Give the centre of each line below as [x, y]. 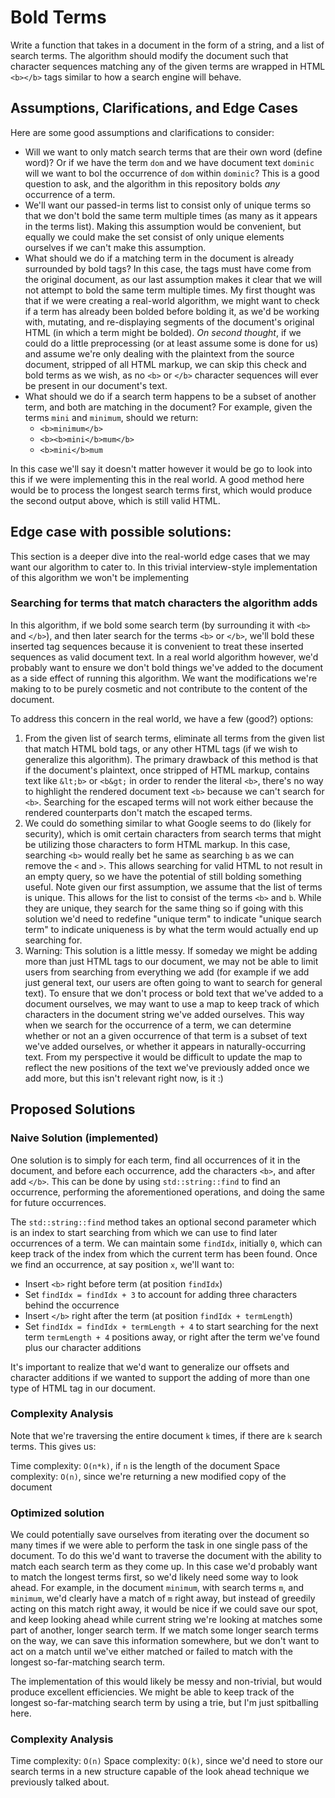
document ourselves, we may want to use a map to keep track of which [172, 1003]
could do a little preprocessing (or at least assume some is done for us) [171, 343]
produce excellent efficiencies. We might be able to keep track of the [152, 1692]
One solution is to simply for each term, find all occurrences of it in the [155, 1160]
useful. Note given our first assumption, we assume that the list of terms [173, 887]
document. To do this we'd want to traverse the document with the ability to [166, 1556]
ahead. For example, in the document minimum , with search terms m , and [157, 1588]
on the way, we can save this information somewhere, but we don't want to [165, 1641]
